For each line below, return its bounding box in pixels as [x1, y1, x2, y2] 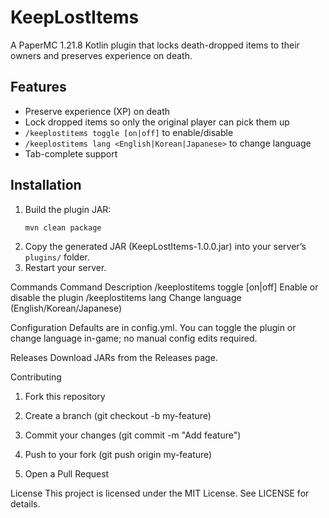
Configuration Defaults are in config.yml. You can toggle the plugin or [10, 322, 297, 334]
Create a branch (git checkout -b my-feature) [24, 410, 212, 422]
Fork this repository [24, 391, 106, 403]
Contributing [10, 371, 62, 383]
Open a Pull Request [24, 468, 110, 480]
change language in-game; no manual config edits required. [10, 332, 258, 345]
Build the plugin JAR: [24, 203, 112, 215]
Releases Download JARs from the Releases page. [10, 352, 218, 364]
